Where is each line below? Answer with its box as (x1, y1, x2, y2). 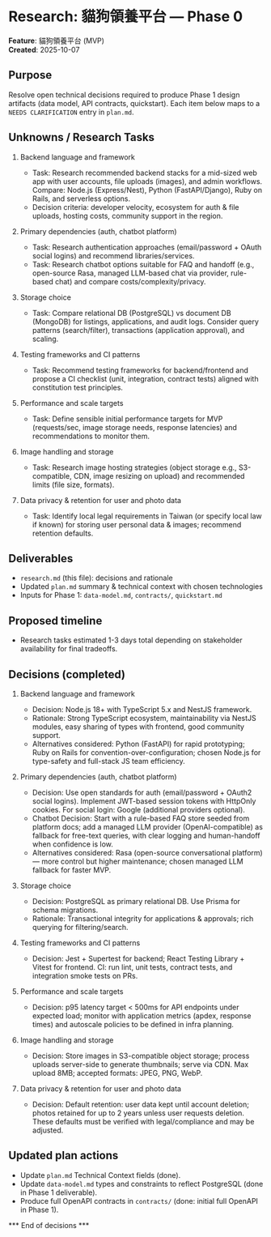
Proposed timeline (8, 613, 103, 628)
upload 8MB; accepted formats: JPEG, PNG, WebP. (32, 1069, 203, 1077)
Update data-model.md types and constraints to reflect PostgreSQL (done (19, 1179, 264, 1188)
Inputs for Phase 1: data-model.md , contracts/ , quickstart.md (19, 591, 222, 600)
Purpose (8, 68, 53, 82)
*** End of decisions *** (8, 1220, 90, 1230)
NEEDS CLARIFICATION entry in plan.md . (8, 107, 135, 117)
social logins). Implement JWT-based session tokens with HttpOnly (32, 796, 256, 806)
